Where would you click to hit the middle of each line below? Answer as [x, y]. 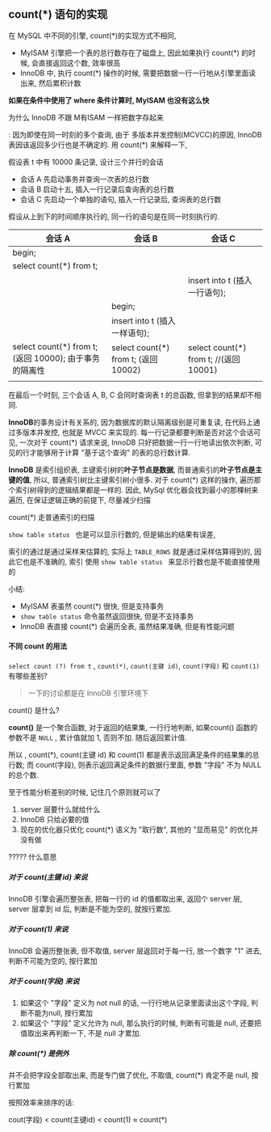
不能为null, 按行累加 [60, 1012]
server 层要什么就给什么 [60, 809]
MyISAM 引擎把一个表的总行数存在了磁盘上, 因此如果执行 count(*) [130, 53]
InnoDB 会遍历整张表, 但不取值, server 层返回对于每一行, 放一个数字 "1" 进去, [135, 950]
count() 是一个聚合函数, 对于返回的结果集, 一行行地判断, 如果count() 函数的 [133, 728]
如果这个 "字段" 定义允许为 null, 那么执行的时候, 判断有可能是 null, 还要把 [141, 1023]
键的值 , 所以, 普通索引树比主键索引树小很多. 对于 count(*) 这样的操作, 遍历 [131, 479]
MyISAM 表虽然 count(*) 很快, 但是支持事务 [92, 606]
